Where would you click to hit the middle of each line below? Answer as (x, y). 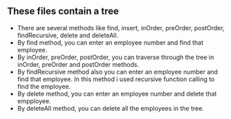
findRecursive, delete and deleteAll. (68, 35)
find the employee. (44, 86)
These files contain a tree (63, 11)
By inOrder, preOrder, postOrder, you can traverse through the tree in (115, 57)
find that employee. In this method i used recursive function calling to (116, 79)
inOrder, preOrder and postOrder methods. (78, 64)
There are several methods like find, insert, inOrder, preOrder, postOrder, (121, 28)
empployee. (34, 101)
